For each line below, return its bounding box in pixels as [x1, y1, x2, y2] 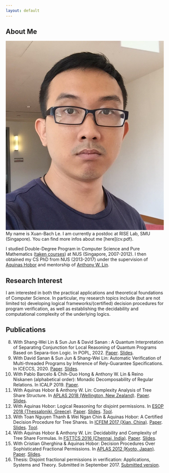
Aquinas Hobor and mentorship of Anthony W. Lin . [6, 262, 109, 268]
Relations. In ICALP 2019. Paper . [13, 382, 79, 388]
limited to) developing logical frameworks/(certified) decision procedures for [6, 300, 164, 306]
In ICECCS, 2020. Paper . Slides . [13, 365, 79, 371]
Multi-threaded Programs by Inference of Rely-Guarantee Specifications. [13, 360, 163, 366]
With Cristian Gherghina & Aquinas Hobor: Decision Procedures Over [13, 440, 155, 446]
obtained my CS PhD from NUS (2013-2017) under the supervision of [6, 256, 148, 262]
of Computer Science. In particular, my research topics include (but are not [6, 295, 160, 301]
